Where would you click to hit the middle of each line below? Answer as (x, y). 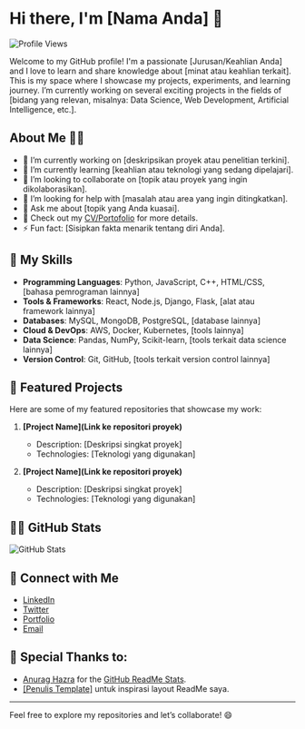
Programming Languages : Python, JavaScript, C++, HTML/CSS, (143, 281)
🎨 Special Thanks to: (69, 657)
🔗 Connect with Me (64, 578)
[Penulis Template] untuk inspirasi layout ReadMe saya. (126, 688)
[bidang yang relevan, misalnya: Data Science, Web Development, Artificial (149, 100)
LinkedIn (39, 600)
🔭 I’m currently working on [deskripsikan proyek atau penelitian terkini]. (156, 160)
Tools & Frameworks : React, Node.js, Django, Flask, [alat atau (139, 301)
